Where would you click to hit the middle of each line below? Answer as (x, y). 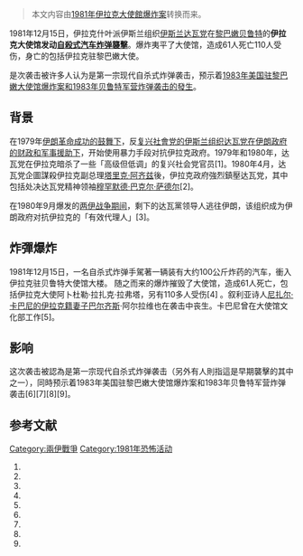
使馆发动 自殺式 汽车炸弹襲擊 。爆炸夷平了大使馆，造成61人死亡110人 (149, 45)
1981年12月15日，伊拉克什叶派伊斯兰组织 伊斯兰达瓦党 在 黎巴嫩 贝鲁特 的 (140, 33)
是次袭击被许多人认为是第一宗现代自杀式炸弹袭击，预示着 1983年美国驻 (141, 75)
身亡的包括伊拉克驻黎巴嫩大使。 (84, 56)
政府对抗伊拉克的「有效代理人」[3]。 (86, 217)
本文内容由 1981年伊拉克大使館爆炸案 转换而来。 (119, 14)
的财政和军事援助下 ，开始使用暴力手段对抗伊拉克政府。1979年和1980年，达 (150, 152)
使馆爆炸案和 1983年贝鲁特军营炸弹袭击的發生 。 (113, 86)
